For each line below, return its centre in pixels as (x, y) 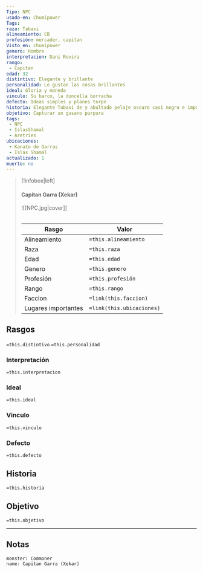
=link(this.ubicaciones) (125, 308)
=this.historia (25, 488)
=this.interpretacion (34, 372)
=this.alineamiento (117, 240)
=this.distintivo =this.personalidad (53, 345)
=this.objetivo (25, 520)
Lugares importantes (53, 308)
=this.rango (106, 289)
